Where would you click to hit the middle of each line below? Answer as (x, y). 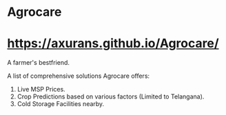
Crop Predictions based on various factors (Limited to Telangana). (111, 96)
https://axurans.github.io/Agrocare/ (113, 44)
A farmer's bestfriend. (39, 63)
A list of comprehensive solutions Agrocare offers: (79, 76)
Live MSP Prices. (41, 90)
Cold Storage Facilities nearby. (61, 104)
